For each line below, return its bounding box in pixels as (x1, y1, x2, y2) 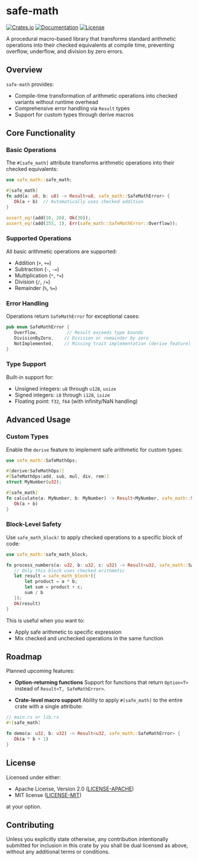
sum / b (24, 590, 44, 596)
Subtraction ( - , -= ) (14, 265, 60, 273)
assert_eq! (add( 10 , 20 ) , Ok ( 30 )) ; (6, 215, 91, 221)
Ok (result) (14, 601, 41, 607)
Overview (6, 65, 43, 75)
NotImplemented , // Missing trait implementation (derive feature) (14, 340, 192, 347)
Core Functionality (6, 128, 75, 138)
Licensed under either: (6, 773, 61, 781)
